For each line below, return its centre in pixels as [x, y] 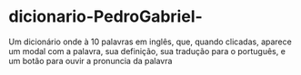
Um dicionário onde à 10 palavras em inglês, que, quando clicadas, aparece [150, 42]
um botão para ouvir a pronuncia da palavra [90, 61]
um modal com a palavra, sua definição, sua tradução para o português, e [147, 51]
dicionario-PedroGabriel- [106, 17]
